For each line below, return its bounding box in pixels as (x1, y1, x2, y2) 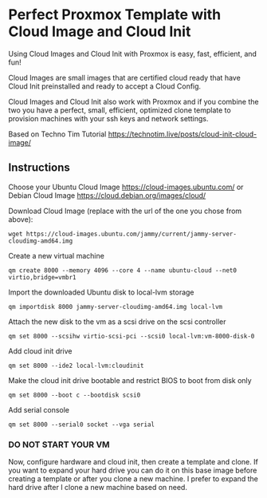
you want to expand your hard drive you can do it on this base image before (8, 465, 257, 476)
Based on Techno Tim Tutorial (8, 129, 107, 139)
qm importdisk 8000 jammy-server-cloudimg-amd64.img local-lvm (8, 302, 223, 310)
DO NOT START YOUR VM (8, 439, 110, 450)
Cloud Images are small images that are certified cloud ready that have (8, 73, 241, 82)
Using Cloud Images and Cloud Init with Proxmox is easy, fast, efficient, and (8, 49, 257, 58)
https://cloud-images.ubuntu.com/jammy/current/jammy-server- (26, 230, 238, 238)
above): (8, 214, 33, 224)
